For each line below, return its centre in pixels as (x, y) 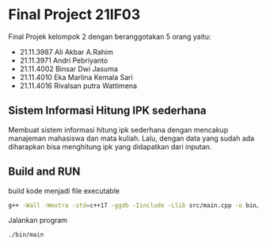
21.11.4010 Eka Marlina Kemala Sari (76, 77)
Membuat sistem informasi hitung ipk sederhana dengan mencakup (118, 129)
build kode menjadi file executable (64, 190)
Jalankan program (38, 221)
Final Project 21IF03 (74, 15)
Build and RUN (44, 172)
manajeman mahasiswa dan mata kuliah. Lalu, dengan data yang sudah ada (131, 138)
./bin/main (26, 235)
